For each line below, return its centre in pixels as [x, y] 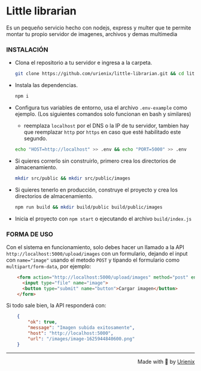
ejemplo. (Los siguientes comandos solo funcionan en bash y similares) [103, 114]
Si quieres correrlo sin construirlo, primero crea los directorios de [95, 161]
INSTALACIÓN [27, 49]
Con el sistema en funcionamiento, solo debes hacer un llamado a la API [95, 247]
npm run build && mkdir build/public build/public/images [89, 207]
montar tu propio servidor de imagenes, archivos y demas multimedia [92, 34]
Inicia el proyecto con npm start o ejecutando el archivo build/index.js [103, 219]
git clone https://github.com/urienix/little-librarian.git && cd [99, 74]
